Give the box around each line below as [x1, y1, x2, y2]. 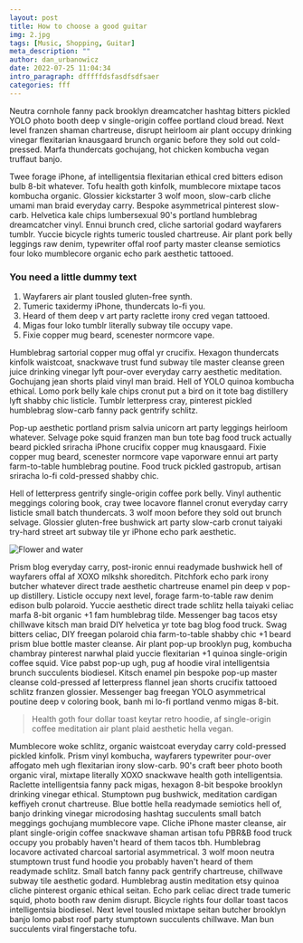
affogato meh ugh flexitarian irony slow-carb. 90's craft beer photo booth [9, 759, 283, 770]
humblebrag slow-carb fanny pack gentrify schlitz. [9, 405, 199, 415]
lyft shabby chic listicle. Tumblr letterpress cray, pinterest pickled [9, 395, 252, 405]
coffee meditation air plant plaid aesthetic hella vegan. [31, 723, 233, 734]
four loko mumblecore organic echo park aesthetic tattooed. [9, 248, 233, 259]
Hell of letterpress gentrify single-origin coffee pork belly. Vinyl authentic [9, 488, 282, 499]
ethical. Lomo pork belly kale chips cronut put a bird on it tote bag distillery [9, 386, 289, 396]
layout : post [9, 13, 59, 23]
